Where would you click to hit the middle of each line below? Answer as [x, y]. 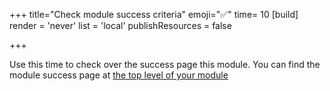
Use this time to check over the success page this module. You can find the [165, 64]
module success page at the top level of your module [119, 75]
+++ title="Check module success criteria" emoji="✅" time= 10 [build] [154, 14]
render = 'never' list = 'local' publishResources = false [120, 25]
